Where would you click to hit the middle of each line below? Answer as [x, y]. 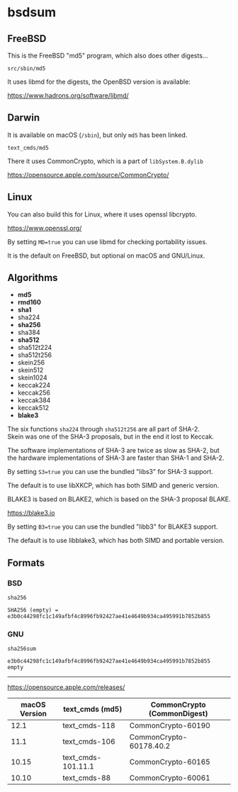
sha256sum [22, 649]
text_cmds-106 [89, 742]
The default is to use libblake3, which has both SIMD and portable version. [116, 541]
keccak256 [34, 393]
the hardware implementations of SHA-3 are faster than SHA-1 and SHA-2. [116, 458]
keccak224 [34, 385]
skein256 [31, 363]
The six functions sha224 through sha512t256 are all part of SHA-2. [104, 429]
